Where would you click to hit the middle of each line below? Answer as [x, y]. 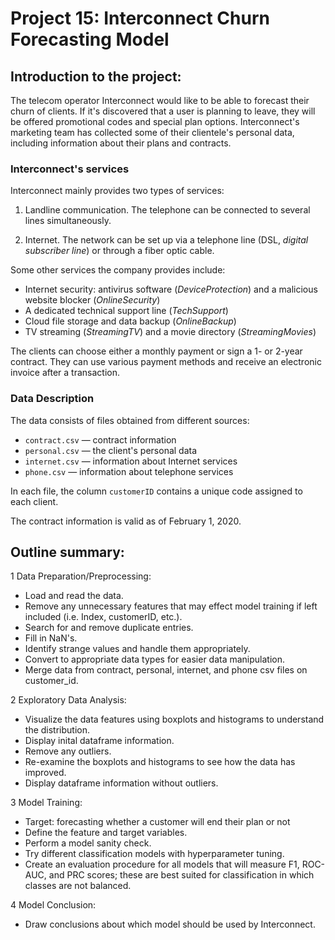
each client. [34, 501]
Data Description [52, 399]
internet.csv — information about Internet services [131, 461]
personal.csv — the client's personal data [111, 450]
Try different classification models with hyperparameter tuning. [154, 854]
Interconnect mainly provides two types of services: [117, 191]
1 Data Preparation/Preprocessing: [81, 576]
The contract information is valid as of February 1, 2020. [126, 521]
